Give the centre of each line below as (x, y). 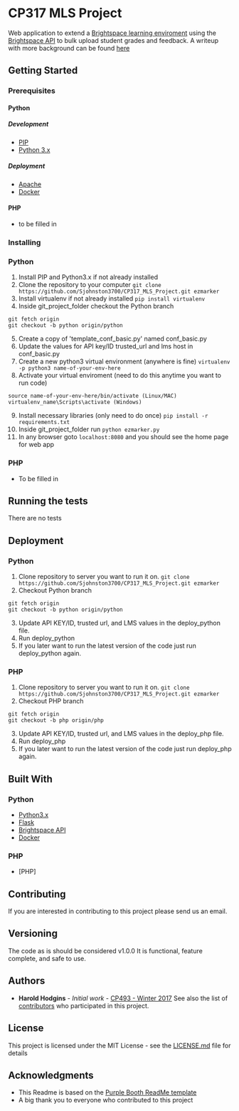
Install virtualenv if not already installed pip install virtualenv (112, 298)
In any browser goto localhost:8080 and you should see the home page (123, 437)
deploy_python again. (50, 653)
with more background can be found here (69, 48)
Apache (30, 184)
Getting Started (43, 70)
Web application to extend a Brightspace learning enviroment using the (112, 33)
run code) (33, 383)
